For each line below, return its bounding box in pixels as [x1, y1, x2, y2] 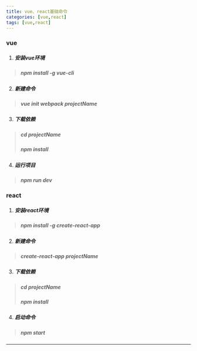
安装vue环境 [14, 54, 45, 61]
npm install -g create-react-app [20, 222, 101, 229]
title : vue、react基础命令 [6, 8, 67, 15]
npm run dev [20, 176, 53, 183]
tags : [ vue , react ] [6, 19, 51, 25]
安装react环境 [14, 206, 49, 213]
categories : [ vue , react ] [6, 14, 67, 20]
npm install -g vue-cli [20, 69, 74, 76]
